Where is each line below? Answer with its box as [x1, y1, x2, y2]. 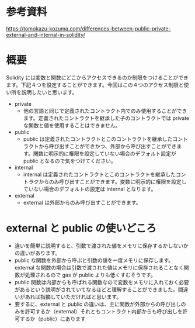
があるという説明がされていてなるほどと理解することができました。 [14, 286, 178, 293]
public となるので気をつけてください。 [23, 157, 116, 164]
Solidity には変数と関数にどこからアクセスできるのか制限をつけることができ [6, 74, 189, 81]
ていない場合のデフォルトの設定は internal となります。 [23, 185, 156, 192]
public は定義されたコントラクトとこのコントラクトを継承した [23, 135, 173, 142]
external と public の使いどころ [6, 222, 156, 235]
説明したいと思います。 [21, 88, 78, 95]
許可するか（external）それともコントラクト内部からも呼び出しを [25, 308, 183, 315]
